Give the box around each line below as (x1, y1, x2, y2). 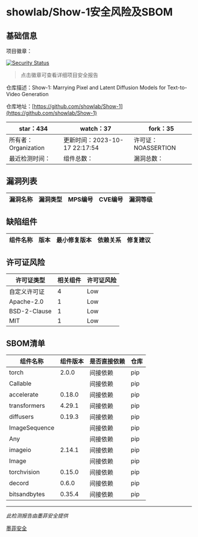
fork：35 (148, 125, 174, 133)
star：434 (18, 125, 48, 133)
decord (9, 479, 29, 487)
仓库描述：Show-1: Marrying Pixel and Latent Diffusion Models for (6, 84, 166, 91)
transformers (9, 402, 45, 410)
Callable (9, 379, 32, 388)
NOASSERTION (133, 144, 176, 152)
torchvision (9, 468, 40, 476)
